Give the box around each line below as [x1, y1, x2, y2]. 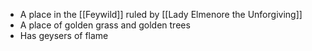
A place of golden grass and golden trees [19, 19, 191, 31]
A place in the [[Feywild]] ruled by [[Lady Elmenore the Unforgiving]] [19, 9, 303, 20]
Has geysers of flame [19, 30, 109, 41]
